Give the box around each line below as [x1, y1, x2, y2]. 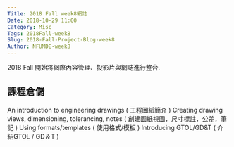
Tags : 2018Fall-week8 [7, 30, 71, 37]
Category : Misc [7, 23, 52, 30]
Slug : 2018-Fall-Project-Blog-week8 [7, 37, 115, 44]
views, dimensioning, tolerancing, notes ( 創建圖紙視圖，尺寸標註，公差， [7, 114, 221, 123]
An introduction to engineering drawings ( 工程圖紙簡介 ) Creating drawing [7, 106, 223, 114]
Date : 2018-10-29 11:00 [7, 17, 78, 24]
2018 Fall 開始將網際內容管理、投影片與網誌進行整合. [7, 63, 161, 71]
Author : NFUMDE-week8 [7, 43, 71, 50]
